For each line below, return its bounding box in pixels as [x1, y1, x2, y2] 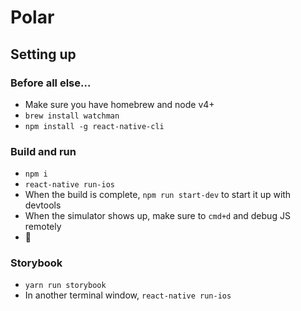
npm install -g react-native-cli [24, 121, 165, 131]
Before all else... [10, 76, 92, 90]
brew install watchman [24, 111, 120, 121]
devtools [24, 199, 62, 211]
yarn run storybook [24, 281, 107, 291]
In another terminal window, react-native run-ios [24, 289, 232, 301]
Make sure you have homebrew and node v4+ [24, 98, 215, 110]
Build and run [10, 144, 77, 158]
